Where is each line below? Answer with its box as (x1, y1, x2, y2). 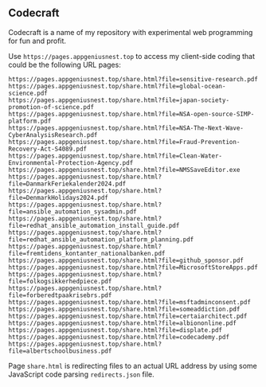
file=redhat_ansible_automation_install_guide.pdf (8, 221, 180, 229)
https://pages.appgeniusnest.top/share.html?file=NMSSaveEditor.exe (8, 166, 241, 174)
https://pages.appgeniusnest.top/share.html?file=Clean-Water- (8, 151, 223, 160)
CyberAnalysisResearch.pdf (8, 131, 98, 139)
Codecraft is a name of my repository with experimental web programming (8, 27, 253, 37)
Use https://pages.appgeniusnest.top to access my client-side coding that (8, 51, 256, 61)
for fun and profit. (8, 36, 66, 45)
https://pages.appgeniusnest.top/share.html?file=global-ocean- (8, 82, 226, 90)
